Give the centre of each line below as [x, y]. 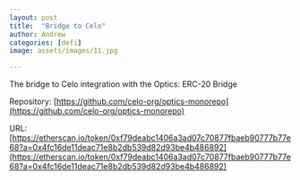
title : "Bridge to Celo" [57, 26]
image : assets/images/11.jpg [64, 51]
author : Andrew [38, 34]
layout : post [34, 17]
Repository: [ [33, 102]
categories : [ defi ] [46, 43]
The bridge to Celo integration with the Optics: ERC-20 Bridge [123, 84]
